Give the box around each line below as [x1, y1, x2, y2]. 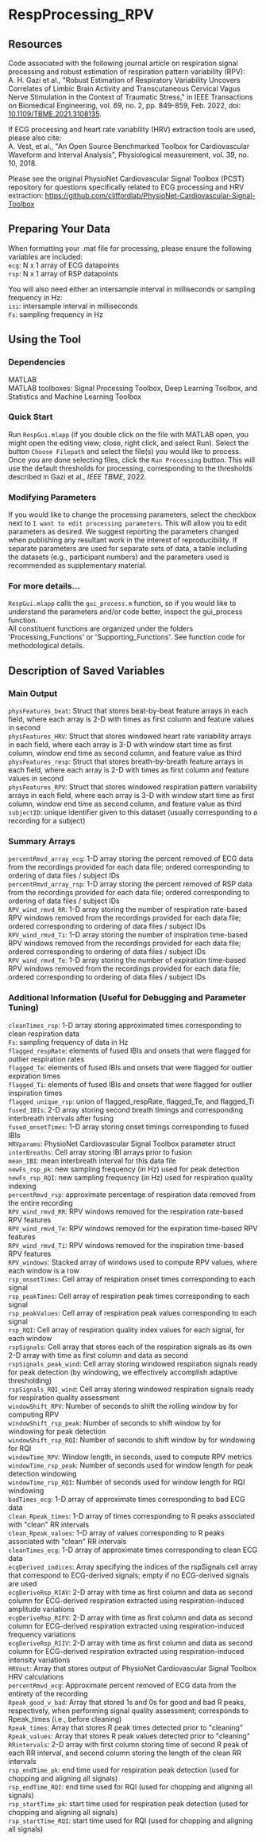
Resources [8, 37, 63, 51]
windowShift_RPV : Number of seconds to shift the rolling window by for [8, 1401, 238, 1410]
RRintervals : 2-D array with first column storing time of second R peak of [8, 1739, 249, 1749]
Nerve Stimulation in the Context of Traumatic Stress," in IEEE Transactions [8, 92, 253, 101]
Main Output [8, 687, 58, 698]
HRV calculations [8, 1672, 64, 1681]
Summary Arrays [8, 836, 75, 847]
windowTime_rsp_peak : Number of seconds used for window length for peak [8, 1460, 253, 1470]
